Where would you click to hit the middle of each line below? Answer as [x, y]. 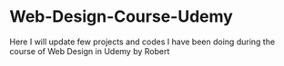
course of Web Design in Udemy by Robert [90, 51]
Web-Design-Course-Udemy [122, 17]
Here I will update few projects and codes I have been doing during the [142, 42]
